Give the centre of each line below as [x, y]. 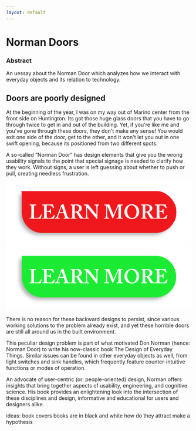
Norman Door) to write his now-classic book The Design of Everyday [89, 349]
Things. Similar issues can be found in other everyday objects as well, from [97, 355]
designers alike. [25, 404]
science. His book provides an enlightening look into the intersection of [92, 392]
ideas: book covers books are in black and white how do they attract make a [98, 415]
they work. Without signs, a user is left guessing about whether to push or [95, 167]
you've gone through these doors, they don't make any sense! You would [94, 131]
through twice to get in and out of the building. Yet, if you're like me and [93, 124]
